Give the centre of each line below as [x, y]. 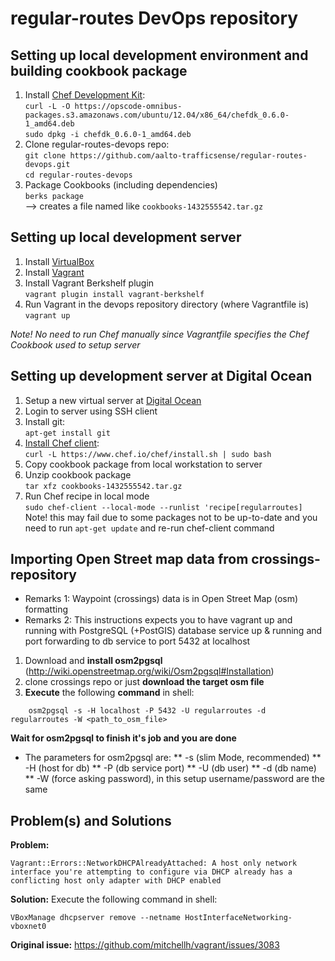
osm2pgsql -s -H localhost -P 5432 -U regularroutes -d [147, 711]
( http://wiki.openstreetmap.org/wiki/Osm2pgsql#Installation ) [149, 671]
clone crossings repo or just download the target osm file [144, 682]
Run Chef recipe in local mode [87, 496]
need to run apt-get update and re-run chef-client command [149, 528]
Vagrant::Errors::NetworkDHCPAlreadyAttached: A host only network [154, 863]
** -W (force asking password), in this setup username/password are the [174, 779]
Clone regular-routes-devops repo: [97, 144]
